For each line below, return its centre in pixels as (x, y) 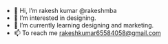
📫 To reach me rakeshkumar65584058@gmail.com (87, 33)
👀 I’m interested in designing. (55, 18)
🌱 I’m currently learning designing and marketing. (84, 25)
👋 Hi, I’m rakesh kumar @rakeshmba (65, 11)
